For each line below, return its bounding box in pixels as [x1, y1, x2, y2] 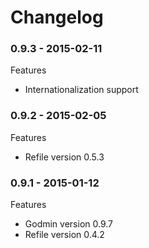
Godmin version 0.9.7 [24, 218, 113, 230]
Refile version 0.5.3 [24, 151, 105, 163]
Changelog [10, 6, 104, 29]
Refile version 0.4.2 [24, 229, 105, 241]
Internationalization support [24, 84, 139, 96]
